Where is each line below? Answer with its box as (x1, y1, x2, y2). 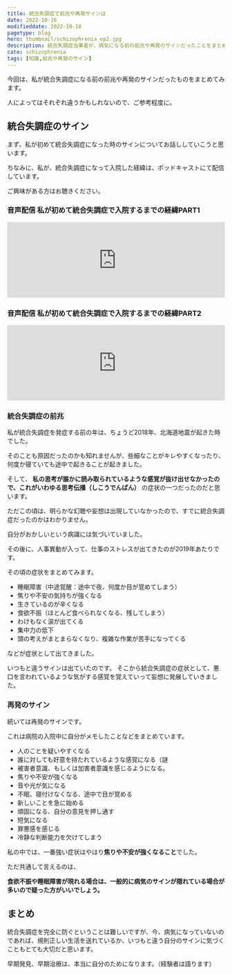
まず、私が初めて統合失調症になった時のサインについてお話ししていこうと (7, 140, 218, 149)
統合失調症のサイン (7, 120, 89, 132)
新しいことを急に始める (17, 799, 84, 807)
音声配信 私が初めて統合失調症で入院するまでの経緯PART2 (7, 308, 202, 318)
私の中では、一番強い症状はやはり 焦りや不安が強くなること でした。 (7, 848, 201, 856)
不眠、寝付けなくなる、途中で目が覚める (17, 790, 133, 798)
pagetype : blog (7, 29, 51, 37)
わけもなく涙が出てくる (17, 618, 84, 626)
